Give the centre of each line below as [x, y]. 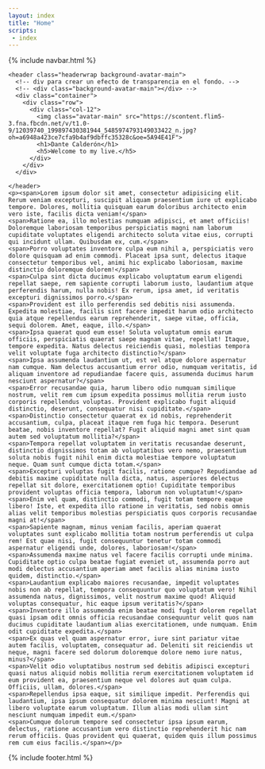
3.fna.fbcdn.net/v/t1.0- [49, 124]
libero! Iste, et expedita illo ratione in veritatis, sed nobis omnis [129, 507]
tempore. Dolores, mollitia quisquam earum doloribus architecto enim [127, 208]
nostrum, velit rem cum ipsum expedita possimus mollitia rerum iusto [127, 395]
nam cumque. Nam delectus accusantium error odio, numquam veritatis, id [133, 367]
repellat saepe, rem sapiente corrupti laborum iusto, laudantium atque [131, 284]
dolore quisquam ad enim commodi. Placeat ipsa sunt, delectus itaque [127, 256]
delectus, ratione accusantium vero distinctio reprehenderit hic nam [127, 729]
